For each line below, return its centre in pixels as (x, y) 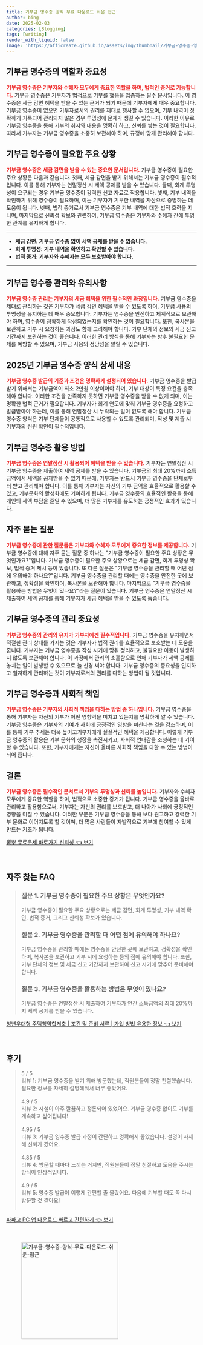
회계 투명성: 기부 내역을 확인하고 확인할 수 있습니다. (75, 249)
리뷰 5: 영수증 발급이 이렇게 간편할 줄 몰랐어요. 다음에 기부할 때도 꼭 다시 (106, 1193)
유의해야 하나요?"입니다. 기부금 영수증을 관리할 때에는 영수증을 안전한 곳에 (100, 575)
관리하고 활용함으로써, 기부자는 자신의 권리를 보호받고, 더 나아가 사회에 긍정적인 (100, 807)
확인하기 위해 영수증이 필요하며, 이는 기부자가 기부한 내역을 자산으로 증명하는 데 (100, 200)
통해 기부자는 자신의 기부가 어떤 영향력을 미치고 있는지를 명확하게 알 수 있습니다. (101, 717)
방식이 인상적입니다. (44, 1172)
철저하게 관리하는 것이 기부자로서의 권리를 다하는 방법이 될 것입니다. (92, 673)
